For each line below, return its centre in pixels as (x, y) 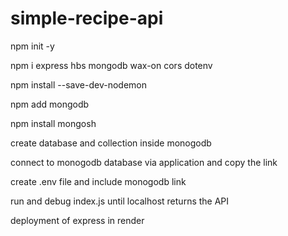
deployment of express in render (77, 220)
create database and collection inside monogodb (111, 143)
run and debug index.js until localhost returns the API (120, 201)
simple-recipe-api (87, 18)
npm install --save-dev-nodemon (78, 84)
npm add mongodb (50, 104)
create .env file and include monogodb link (98, 181)
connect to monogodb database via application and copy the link (144, 162)
